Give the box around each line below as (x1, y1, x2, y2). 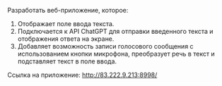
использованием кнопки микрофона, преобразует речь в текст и (17, 49, 215, 58)
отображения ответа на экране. (17, 35, 115, 43)
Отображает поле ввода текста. (17, 20, 115, 27)
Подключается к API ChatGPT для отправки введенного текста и (17, 27, 214, 35)
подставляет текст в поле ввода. (17, 57, 117, 66)
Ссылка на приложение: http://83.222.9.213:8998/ (7, 70, 158, 79)
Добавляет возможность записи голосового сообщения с (17, 42, 194, 50)
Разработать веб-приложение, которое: (7, 6, 129, 14)
